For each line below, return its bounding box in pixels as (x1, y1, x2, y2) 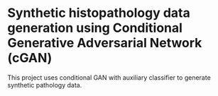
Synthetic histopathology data (7, 5, 190, 21)
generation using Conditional (7, 20, 183, 36)
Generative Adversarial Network (7, 35, 202, 51)
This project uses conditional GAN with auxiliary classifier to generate (7, 73, 211, 82)
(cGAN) (7, 50, 53, 66)
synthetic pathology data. (7, 80, 82, 89)
